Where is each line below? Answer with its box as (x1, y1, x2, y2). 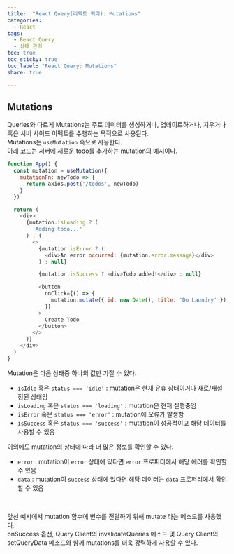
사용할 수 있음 (17, 427, 55, 435)
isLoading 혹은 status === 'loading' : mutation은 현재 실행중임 (17, 401, 197, 410)
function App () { (7, 161, 58, 168)
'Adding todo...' (32, 226, 82, 233)
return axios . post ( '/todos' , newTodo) (25, 180, 139, 187)
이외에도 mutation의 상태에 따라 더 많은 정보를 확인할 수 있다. (7, 442, 174, 451)
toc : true (7, 50, 36, 57)
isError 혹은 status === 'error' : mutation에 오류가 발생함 (17, 410, 184, 418)
